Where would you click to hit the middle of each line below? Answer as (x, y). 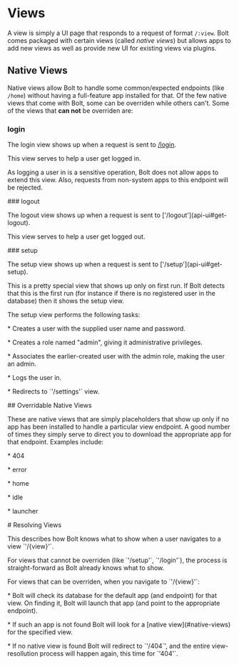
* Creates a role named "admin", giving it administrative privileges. (105, 342)
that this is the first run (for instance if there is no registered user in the (111, 294)
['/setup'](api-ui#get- (191, 264)
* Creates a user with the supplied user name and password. (96, 329)
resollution (23, 654)
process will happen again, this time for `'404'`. (109, 654)
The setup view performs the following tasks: (74, 315)
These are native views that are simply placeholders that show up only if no (118, 419)
